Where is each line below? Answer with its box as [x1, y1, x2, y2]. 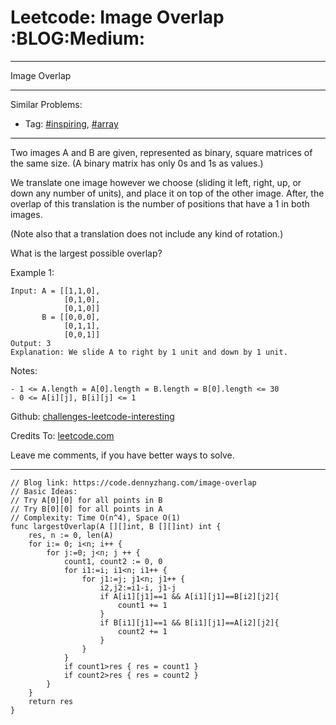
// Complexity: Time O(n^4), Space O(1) [10, 512, 182, 523]
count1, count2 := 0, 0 [63, 556, 163, 566]
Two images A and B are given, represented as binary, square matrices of [10, 146, 313, 158]
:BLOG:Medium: [10, 27, 146, 50]
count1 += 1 [117, 600, 168, 610]
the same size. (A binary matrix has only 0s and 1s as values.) [10, 157, 264, 169]
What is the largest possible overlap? [10, 247, 163, 259]
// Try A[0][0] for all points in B [10, 495, 163, 505]
